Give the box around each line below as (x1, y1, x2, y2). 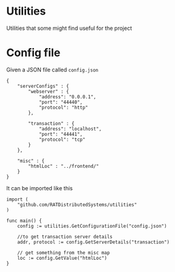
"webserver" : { (28, 88, 69, 95)
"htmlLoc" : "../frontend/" (28, 163, 99, 169)
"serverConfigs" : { (17, 83, 69, 89)
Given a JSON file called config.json (6, 66, 99, 73)
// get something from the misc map (17, 249, 111, 256)
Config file (6, 46, 61, 60)
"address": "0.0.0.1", (38, 93, 97, 100)
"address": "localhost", (38, 126, 102, 132)
